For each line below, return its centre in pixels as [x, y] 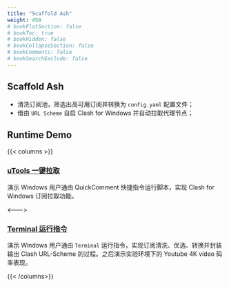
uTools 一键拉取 [33, 171]
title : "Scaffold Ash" [40, 13]
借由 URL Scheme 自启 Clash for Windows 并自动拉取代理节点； [105, 113]
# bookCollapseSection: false [51, 46]
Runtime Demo [40, 135]
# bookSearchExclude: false [48, 59]
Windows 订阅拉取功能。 [42, 196]
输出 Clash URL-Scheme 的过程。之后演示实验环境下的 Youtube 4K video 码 [115, 254]
